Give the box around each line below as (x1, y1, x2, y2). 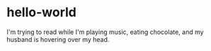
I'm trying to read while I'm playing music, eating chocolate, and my (6, 28, 204, 36)
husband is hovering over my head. (6, 35, 110, 43)
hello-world (6, 4, 77, 21)
